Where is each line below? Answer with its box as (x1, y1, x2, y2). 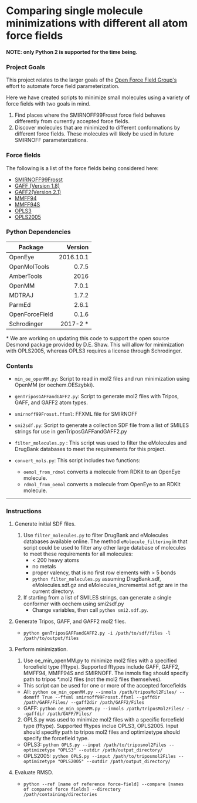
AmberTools (9, 272, 42, 280)
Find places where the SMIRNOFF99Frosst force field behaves (14, 111, 166, 118)
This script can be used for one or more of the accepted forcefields (23, 682, 186, 689)
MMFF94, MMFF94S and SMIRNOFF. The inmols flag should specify (23, 670, 189, 677)
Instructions (6, 507, 42, 516)
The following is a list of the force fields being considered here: (6, 164, 159, 171)
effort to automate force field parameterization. (6, 83, 120, 90)
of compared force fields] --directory (23, 787, 121, 792)
